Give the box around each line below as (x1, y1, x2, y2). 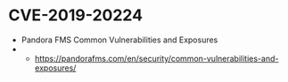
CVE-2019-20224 (8, 5, 144, 26)
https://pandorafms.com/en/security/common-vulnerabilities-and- (34, 53, 279, 63)
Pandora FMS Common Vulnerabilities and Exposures (21, 34, 218, 45)
